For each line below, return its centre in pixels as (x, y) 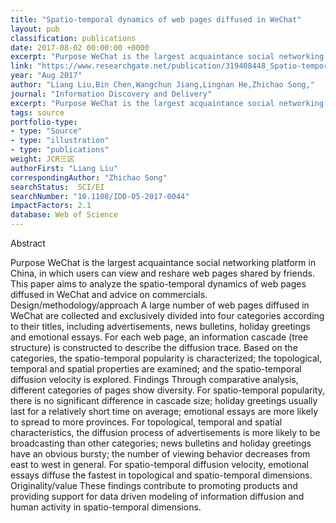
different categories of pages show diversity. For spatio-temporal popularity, (167, 390)
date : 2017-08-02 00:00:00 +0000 (80, 47)
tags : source (37, 112)
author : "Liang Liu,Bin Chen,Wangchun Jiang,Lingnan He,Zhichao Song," (162, 85)
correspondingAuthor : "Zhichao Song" (89, 177)
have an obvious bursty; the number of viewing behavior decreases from (160, 454)
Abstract (28, 243)
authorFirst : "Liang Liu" (64, 168)
